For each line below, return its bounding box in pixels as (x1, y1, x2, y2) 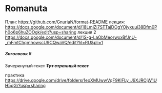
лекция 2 (77, 29, 97, 35)
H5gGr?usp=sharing (5, 82, 46, 88)
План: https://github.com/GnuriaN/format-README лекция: (5, 19, 125, 25)
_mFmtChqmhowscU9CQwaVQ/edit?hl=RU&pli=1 (5, 39, 103, 45)
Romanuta (5, 3, 48, 14)
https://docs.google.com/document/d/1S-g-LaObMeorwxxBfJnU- (5, 34, 137, 40)
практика (5, 72, 24, 78)
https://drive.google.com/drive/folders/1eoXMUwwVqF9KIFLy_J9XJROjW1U (5, 77, 157, 83)
